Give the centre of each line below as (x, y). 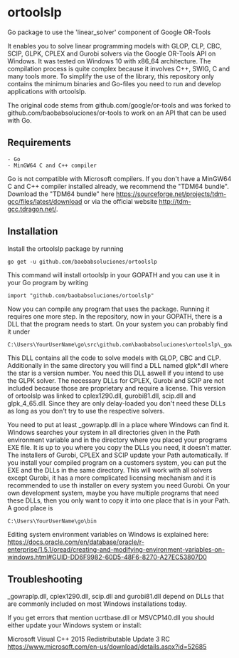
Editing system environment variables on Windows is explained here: (108, 534)
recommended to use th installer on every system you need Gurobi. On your (118, 485)
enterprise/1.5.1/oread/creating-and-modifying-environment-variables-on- (116, 549)
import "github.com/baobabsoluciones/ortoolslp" (81, 295)
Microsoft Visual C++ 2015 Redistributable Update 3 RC (89, 639)
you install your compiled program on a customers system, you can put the (117, 462)
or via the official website (121, 201)
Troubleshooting (45, 579)
